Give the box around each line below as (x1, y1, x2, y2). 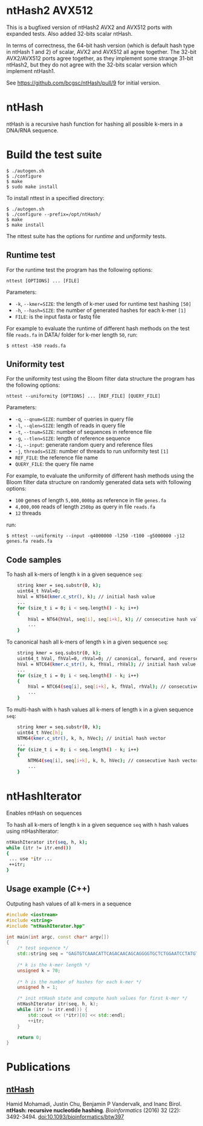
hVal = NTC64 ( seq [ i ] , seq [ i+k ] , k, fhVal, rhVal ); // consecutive (28, 684, 199, 690)
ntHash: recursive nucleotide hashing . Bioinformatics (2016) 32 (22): (6, 1107, 181, 1114)
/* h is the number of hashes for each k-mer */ (17, 979, 142, 985)
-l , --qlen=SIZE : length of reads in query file (14, 422, 126, 429)
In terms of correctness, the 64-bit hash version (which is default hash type (6, 42, 195, 49)
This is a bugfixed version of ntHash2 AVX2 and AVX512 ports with (6, 24, 173, 31)
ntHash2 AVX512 (6, 4, 94, 18)
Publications (6, 1060, 71, 1074)
